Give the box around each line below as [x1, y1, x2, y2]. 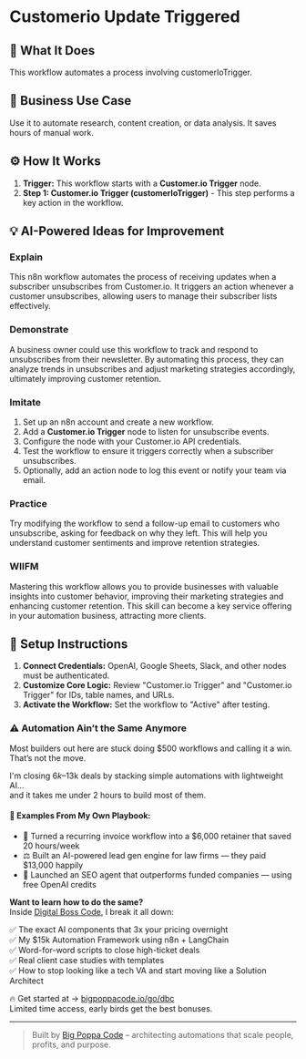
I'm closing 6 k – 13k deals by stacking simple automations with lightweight [9, 770, 284, 781]
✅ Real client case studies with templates [9, 954, 165, 965]
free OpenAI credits [22, 879, 97, 889]
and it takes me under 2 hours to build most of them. [9, 789, 207, 800]
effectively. [9, 301, 52, 312]
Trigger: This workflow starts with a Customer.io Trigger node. [22, 178, 261, 189]
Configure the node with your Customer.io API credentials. [22, 436, 242, 447]
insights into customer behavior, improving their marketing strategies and [9, 591, 284, 601]
